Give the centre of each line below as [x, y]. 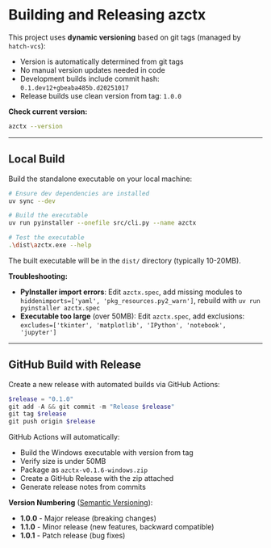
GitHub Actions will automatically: [64, 437]
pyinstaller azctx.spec [60, 308]
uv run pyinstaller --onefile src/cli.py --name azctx [102, 223]
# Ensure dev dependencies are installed [79, 193]
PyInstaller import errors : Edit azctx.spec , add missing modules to [131, 292]
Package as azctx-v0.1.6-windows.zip [83, 470]
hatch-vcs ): [27, 45]
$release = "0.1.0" [41, 399]
